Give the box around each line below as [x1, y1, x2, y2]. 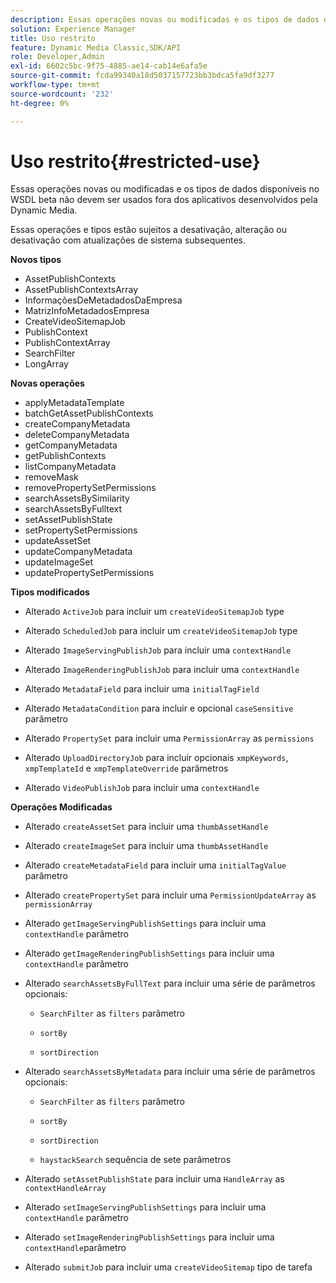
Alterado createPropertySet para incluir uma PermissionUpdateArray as [24, 889, 317, 901]
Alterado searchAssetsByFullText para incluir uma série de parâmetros [24, 977, 316, 990]
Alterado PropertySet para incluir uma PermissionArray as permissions [24, 732, 315, 745]
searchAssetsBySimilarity [24, 492, 130, 505]
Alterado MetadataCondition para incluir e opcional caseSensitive [24, 702, 294, 715]
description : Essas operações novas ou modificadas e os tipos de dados [10, 14, 320, 25]
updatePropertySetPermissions [24, 567, 155, 579]
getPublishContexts [24, 450, 107, 462]
